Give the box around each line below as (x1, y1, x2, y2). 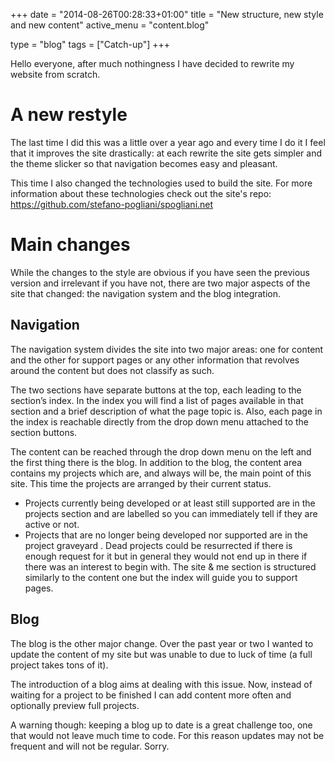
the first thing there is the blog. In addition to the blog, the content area (10, 456, 303, 468)
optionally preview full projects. (10, 699, 140, 711)
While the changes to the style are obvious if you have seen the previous (10, 266, 310, 278)
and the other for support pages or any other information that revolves (10, 354, 300, 366)
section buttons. (10, 426, 78, 438)
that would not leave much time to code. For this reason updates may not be (10, 729, 325, 741)
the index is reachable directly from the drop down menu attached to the (10, 415, 310, 428)
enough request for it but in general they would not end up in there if (24, 550, 308, 562)
